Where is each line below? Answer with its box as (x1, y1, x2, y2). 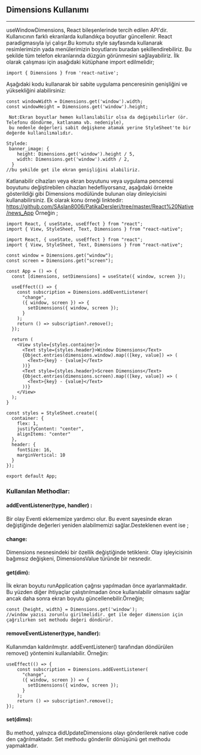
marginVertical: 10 (17, 452, 66, 458)
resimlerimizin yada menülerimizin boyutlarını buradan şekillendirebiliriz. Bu (6, 45, 192, 53)
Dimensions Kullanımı (6, 5, 89, 15)
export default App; (6, 473, 58, 479)
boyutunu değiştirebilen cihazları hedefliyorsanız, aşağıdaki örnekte (6, 183, 173, 191)
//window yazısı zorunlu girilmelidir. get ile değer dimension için (6, 612, 184, 618)
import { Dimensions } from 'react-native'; (6, 70, 119, 76)
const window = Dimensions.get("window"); (6, 252, 114, 258)
